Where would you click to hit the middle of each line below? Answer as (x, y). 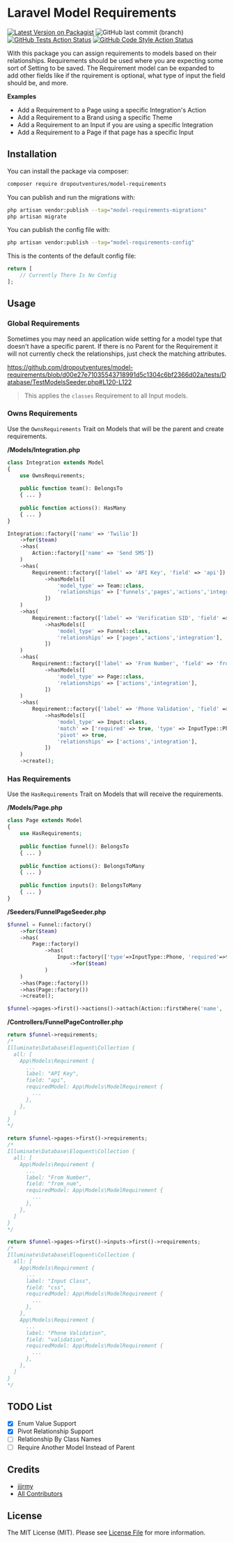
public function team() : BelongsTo (71, 488)
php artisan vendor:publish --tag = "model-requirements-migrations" (107, 210)
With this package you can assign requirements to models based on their (112, 53)
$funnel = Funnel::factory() (49, 925)
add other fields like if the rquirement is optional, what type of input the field (116, 75)
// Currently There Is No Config (68, 275)
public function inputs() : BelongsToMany (80, 885)
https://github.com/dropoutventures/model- (70, 367)
